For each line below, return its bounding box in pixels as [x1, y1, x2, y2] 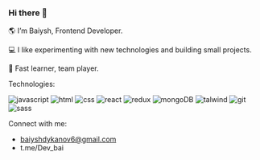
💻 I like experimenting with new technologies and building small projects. [8, 45, 252, 55]
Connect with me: [8, 119, 67, 129]
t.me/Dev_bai [19, 143, 64, 153]
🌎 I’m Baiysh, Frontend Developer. [8, 26, 123, 35]
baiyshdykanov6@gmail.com [19, 134, 117, 144]
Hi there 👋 [8, 7, 48, 18]
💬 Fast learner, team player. [8, 64, 99, 73]
